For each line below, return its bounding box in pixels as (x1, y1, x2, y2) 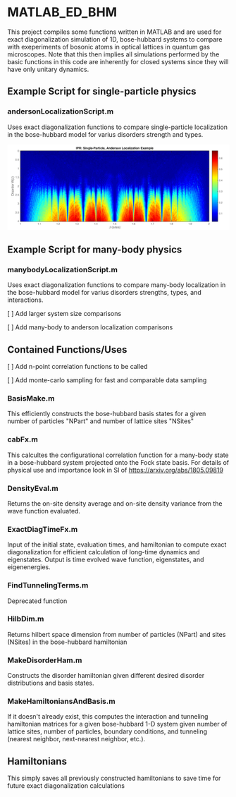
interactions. (7, 296, 44, 304)
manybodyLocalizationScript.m (7, 264, 118, 274)
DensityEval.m (7, 483, 58, 493)
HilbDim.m (7, 614, 44, 624)
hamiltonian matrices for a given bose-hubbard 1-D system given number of (7, 720, 228, 729)
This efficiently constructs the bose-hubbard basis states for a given (7, 410, 206, 418)
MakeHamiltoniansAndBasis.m (7, 696, 116, 706)
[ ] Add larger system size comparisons (7, 310, 122, 318)
